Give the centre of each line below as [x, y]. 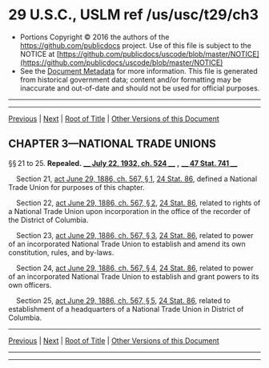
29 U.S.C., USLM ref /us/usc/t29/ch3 [133, 15]
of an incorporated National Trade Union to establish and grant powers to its [134, 276]
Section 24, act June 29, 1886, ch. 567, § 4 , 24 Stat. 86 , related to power [134, 268]
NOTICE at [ [40, 54]
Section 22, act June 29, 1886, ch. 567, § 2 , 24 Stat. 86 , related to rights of [138, 203]
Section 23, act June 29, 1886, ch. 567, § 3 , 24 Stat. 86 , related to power [134, 235]
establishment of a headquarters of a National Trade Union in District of [126, 309]
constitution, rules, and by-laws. [61, 252]
